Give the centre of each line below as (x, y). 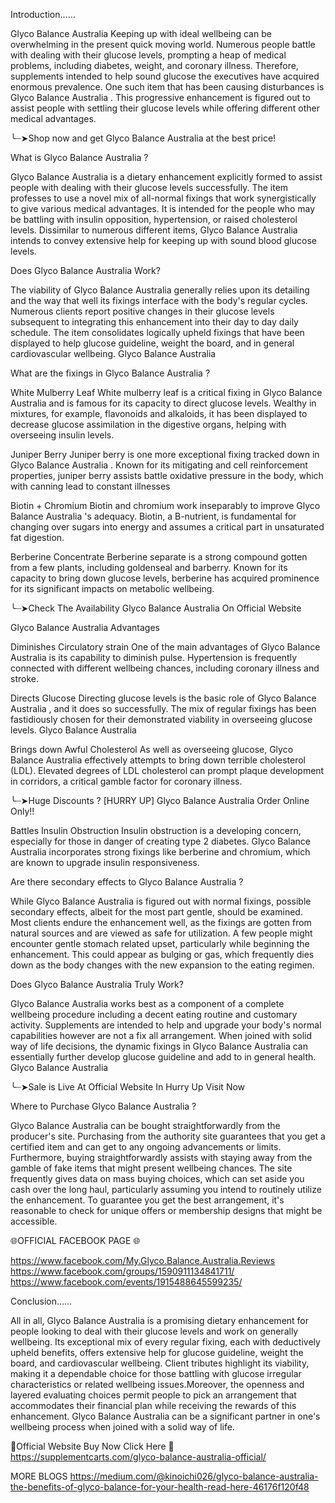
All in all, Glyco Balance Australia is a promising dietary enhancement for (160, 1320)
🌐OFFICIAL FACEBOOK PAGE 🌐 (75, 1240)
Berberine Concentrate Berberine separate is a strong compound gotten (159, 557)
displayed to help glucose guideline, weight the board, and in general (152, 343)
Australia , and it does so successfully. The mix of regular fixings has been (163, 708)
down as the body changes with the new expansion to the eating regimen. (162, 965)
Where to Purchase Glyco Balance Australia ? (103, 1106)
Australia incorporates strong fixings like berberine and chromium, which (160, 852)
